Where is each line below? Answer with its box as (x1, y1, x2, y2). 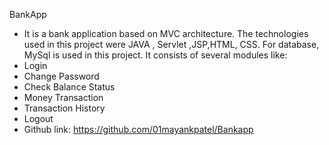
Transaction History (23, 102, 106, 114)
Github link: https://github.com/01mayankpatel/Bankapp (23, 124, 254, 135)
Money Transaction (23, 92, 104, 103)
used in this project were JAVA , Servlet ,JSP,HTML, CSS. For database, (23, 39, 320, 50)
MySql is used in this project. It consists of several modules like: (23, 49, 288, 61)
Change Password (23, 70, 100, 82)
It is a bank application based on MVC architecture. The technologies (23, 28, 309, 39)
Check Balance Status (23, 81, 116, 93)
